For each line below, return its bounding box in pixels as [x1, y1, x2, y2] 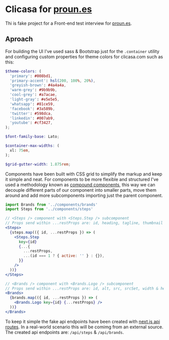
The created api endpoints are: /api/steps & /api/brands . [5, 329, 124, 335]
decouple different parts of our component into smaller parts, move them [5, 187, 157, 193]
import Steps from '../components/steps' [5, 207, 94, 212]
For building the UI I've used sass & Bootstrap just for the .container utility [5, 48, 159, 54]
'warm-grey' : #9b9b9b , [10, 87, 57, 93]
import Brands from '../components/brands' [5, 202, 98, 207]
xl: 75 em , [10, 148, 30, 153]
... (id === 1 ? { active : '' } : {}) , [23, 253, 105, 258]
